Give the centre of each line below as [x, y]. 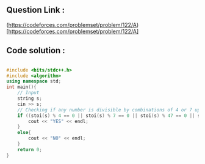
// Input [28, 93]
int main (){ [21, 87]
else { [24, 133]
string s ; [30, 99]
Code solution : [36, 50]
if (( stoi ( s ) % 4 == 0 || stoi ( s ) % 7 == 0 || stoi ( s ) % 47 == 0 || [106, 116]
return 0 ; [30, 149]
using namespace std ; [34, 81]
